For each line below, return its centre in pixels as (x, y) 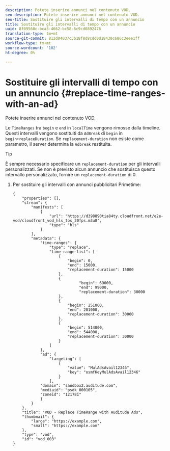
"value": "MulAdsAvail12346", (100, 368)
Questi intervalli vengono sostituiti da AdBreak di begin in (64, 134)
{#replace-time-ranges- (113, 93)
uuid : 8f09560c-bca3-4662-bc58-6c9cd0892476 (53, 29)
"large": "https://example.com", (66, 421)
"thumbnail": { (38, 417)
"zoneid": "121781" (61, 395)
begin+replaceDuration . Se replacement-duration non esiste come (75, 139)
